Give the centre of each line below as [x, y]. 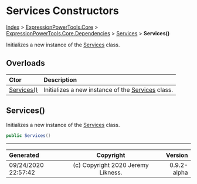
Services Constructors [62, 11]
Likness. [111, 173]
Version [177, 155]
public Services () [28, 136]
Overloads [26, 63]
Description [60, 79]
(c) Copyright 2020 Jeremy [111, 165]
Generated [24, 155]
